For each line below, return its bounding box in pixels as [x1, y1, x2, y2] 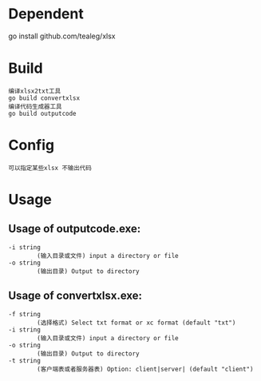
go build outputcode [8, 109, 77, 117]
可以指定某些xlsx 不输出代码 [8, 164, 92, 172]
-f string [8, 310, 42, 318]
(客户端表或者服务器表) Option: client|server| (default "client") [37, 365, 254, 373]
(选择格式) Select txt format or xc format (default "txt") [37, 319, 236, 327]
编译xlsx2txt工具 [8, 87, 61, 95]
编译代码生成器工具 [8, 102, 62, 110]
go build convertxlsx [8, 93, 81, 102]
